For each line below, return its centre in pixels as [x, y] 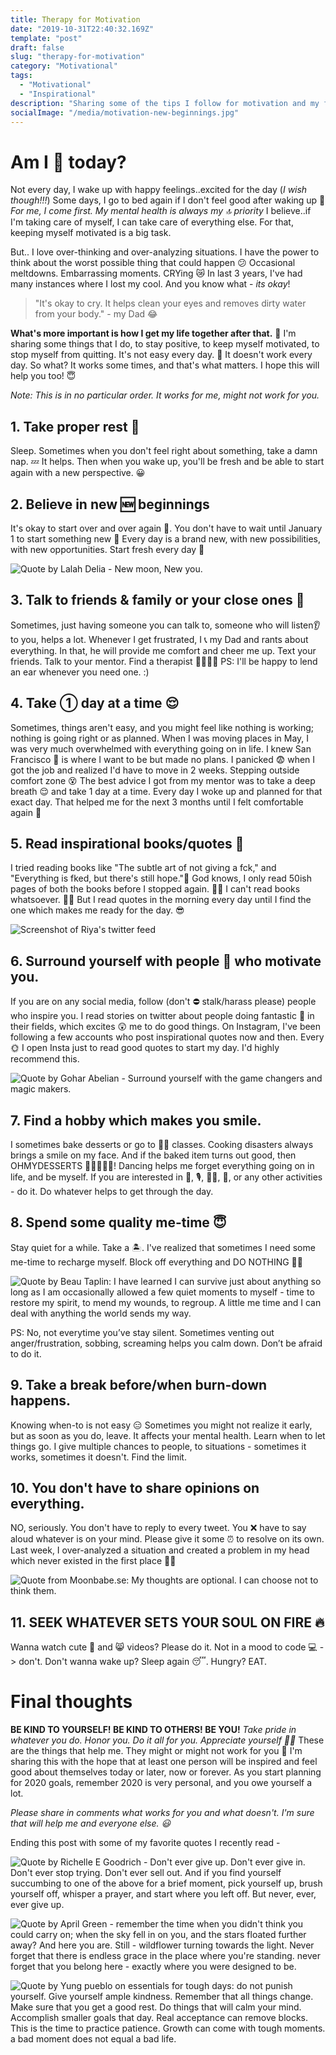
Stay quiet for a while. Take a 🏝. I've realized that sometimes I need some [163, 1247]
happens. [41, 1401]
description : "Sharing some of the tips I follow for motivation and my [165, 103]
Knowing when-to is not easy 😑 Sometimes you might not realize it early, [161, 1425]
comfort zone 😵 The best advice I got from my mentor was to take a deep [163, 780]
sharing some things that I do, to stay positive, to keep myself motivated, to [165, 344]
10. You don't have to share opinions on [135, 1488]
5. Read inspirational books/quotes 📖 [127, 843]
